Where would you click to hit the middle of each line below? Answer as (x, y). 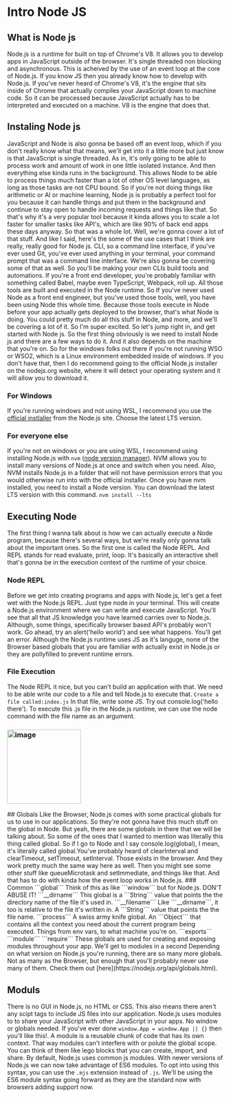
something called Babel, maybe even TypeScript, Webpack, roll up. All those (115, 283)
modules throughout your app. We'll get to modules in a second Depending (113, 946)
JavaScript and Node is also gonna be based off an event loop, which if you (114, 143)
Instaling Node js (44, 127)
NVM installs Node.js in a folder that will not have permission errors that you (115, 473)
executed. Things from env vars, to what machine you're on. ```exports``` (110, 932)
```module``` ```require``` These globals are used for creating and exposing (111, 939)
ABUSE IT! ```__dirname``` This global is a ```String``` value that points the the (115, 895)
